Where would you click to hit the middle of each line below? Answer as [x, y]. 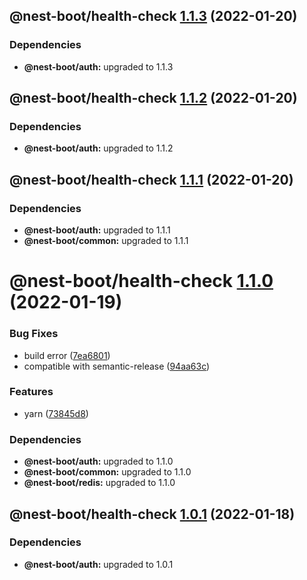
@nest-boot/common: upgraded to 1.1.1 [106, 241]
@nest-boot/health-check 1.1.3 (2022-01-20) [153, 16]
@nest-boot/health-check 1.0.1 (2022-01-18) [152, 514]
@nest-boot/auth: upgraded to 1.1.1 [97, 230]
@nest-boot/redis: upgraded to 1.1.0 [99, 483]
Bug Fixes [34, 334]
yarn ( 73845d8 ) [56, 413]
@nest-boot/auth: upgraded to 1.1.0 [98, 461]
